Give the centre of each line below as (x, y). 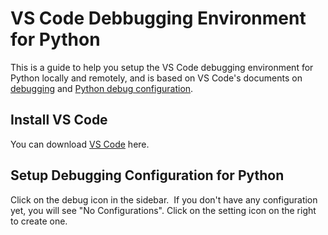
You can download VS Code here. (80, 144)
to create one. (39, 221)
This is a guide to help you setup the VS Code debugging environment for (162, 67)
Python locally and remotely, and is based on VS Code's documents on (156, 78)
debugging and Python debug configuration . (102, 88)
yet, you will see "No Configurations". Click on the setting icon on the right (163, 210)
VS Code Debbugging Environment (158, 18)
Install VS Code (59, 120)
